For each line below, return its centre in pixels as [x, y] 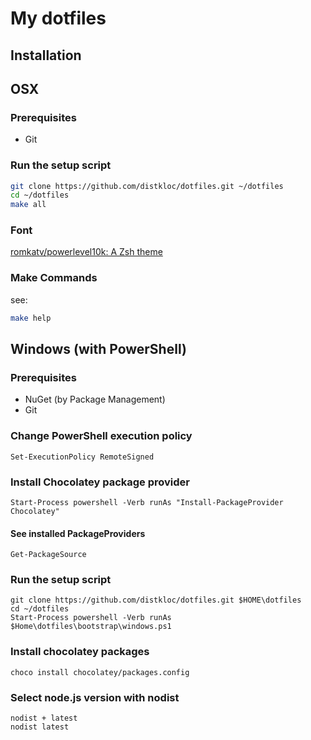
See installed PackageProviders [78, 533]
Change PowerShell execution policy [101, 436]
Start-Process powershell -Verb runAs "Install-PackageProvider [147, 502]
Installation [46, 55]
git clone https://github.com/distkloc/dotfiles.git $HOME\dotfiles [156, 600]
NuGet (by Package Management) [95, 399]
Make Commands [54, 278]
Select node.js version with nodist [95, 697]
